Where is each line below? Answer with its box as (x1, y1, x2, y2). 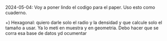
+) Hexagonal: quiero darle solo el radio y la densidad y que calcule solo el (5, 20, 162, 25)
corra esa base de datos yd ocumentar (5, 30, 87, 36)
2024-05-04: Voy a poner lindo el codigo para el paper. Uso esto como (5, 5, 155, 10)
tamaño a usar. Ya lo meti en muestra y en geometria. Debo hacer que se (5, 25, 159, 31)
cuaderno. (5, 10, 27, 16)
